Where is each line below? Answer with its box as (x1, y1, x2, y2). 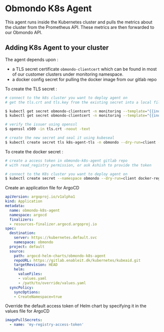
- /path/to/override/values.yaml (18, 280, 86, 286)
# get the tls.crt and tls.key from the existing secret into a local (5, 100, 152, 105)
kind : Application (5, 199, 42, 204)
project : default (9, 244, 45, 249)
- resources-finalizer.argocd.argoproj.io (9, 222, 97, 227)
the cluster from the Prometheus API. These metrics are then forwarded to (5, 24, 155, 30)
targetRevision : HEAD (14, 262, 58, 268)
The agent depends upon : (5, 57, 59, 62)
